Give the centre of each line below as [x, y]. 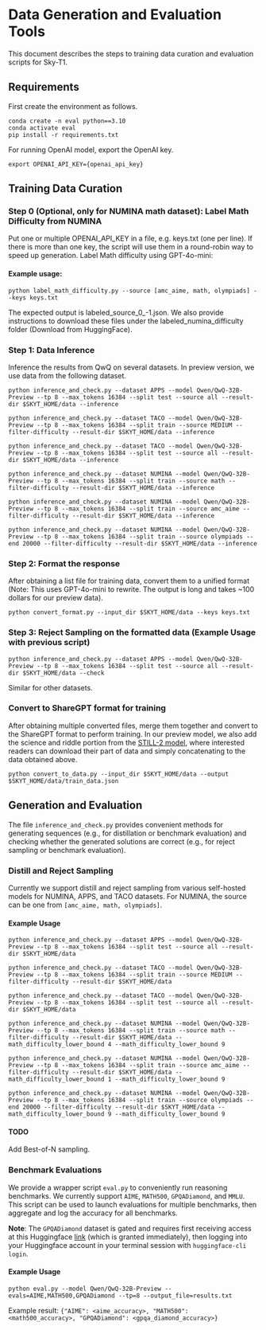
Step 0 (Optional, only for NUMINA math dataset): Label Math [129, 211]
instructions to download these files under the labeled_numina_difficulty [126, 321]
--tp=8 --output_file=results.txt [175, 1296]
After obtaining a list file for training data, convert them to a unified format [129, 581]
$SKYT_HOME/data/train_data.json [64, 781]
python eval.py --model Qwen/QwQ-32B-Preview [85, 1289]
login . [18, 1254]
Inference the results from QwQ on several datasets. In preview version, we [131, 367]
